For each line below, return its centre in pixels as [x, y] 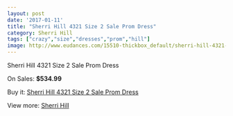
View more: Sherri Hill [38, 105]
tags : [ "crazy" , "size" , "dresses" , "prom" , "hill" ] [79, 39]
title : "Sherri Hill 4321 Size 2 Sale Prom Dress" [82, 26]
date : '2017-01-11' [35, 20]
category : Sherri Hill [40, 33]
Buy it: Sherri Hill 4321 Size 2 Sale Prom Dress [73, 92]
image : [17, 46]
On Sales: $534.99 [35, 79]
